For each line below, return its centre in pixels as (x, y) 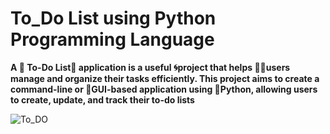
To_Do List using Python (113, 18)
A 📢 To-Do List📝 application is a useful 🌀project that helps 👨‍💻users (150, 67)
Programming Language (112, 39)
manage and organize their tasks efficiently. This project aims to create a (165, 78)
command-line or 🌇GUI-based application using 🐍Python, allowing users (164, 89)
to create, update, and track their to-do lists (102, 99)
